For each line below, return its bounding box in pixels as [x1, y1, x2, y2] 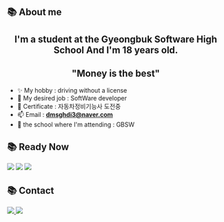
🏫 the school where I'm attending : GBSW [17, 120, 135, 129]
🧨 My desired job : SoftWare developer [17, 93, 128, 102]
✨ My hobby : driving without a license [17, 86, 128, 94]
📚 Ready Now [7, 141, 70, 153]
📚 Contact [7, 185, 54, 196]
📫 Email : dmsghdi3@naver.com [17, 110, 114, 118]
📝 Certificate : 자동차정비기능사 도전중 [17, 102, 121, 110]
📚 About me [7, 6, 62, 18]
